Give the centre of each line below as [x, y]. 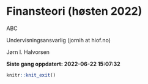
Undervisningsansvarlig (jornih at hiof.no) [59, 40]
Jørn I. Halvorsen [28, 52]
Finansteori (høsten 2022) [74, 11]
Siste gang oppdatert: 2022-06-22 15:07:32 [63, 64]
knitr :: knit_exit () [31, 75]
